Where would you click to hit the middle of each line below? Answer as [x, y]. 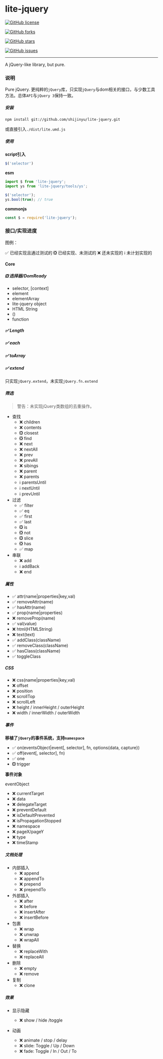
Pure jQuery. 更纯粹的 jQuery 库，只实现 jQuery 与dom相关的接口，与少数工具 [80, 90]
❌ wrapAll [29, 940]
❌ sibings [29, 466]
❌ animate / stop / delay [43, 1040]
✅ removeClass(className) [40, 646]
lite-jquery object [29, 304]
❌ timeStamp [25, 843]
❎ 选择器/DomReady [26, 276]
